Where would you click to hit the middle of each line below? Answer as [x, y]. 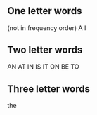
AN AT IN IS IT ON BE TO [43, 67]
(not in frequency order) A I [47, 28]
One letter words [45, 11]
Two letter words [45, 50]
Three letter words [48, 89]
